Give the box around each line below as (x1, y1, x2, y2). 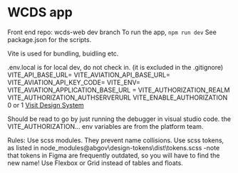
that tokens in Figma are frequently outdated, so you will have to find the (7, 151, 220, 159)
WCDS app (7, 4, 73, 21)
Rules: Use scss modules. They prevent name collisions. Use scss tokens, (7, 136, 224, 145)
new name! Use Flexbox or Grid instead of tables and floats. (7, 158, 183, 167)
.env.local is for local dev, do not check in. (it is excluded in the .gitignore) (7, 63, 224, 71)
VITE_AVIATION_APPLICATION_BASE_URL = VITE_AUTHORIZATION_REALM (7, 85, 230, 94)
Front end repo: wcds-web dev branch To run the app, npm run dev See (7, 28, 217, 36)
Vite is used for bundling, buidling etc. (7, 49, 119, 58)
